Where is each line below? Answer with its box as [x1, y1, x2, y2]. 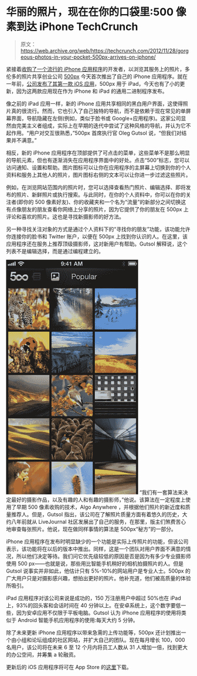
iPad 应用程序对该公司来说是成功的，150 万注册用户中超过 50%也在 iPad [6, 594, 181, 601]
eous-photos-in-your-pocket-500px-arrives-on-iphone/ [20, 53, 157, 60]
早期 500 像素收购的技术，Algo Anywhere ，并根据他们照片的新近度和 [16, 503, 186, 510]
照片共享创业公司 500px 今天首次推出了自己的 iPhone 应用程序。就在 [21, 73, 188, 80]
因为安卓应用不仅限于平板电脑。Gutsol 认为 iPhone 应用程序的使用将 [16, 609, 182, 616]
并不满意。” [11, 136, 37, 144]
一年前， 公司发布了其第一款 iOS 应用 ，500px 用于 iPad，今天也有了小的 [6, 80, 180, 87]
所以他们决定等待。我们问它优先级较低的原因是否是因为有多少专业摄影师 [16, 553, 191, 560]
